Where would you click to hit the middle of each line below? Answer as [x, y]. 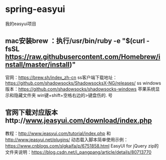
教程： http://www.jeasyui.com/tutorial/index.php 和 [58, 133]
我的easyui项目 [21, 23]
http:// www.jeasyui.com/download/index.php [79, 121]
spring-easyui [35, 9]
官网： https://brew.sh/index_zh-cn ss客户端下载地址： [61, 77]
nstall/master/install [37, 65]
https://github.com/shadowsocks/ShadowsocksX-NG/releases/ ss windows [83, 83]
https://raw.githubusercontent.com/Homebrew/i [83, 57]
